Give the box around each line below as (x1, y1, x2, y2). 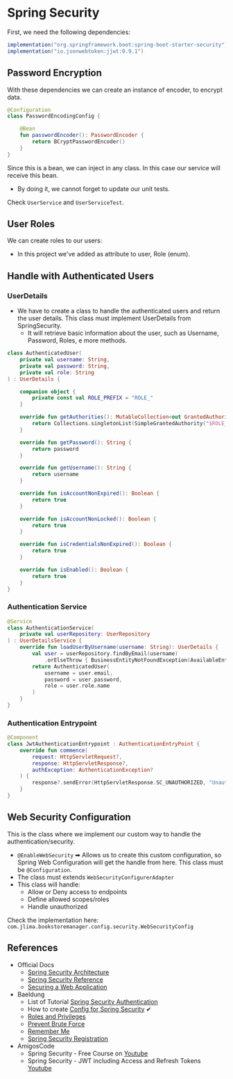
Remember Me (27, 1027, 71, 1035)
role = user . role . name (44, 682, 110, 689)
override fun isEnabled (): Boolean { (19, 566, 129, 573)
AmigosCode (17, 1041, 55, 1050)
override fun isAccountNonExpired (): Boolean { (19, 490, 159, 497)
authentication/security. (7, 837, 75, 846)
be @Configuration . (17, 865, 72, 873)
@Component (7, 734, 39, 741)
